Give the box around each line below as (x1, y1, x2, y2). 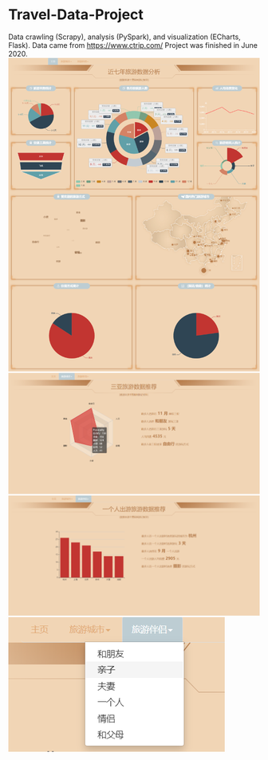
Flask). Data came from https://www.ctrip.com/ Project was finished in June (8, 40, 258, 49)
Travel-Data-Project (8, 6, 144, 24)
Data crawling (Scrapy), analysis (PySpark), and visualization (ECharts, (8, 32, 241, 41)
